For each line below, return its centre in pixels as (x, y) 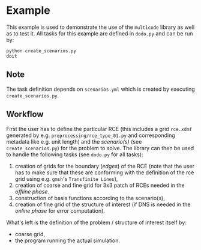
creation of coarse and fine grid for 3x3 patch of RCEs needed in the (100, 185)
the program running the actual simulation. (67, 240)
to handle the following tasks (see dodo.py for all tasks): (75, 154)
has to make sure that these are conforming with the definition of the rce (104, 172)
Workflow (25, 114)
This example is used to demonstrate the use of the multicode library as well (100, 27)
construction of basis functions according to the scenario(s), (90, 198)
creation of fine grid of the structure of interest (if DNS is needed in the (103, 204)
